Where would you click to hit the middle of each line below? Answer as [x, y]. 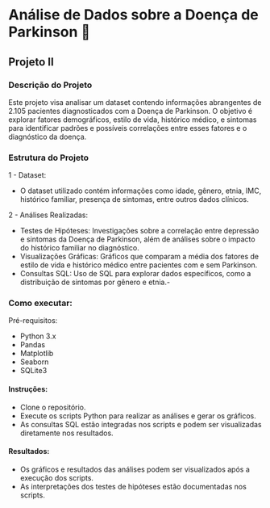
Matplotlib [37, 354]
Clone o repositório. [53, 407]
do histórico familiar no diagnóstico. [79, 248]
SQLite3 [33, 371]
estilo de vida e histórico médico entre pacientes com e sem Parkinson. [139, 265]
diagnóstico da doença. [48, 136]
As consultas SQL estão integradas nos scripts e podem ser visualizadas [141, 424]
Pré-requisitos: [33, 321]
